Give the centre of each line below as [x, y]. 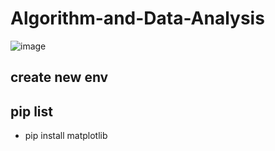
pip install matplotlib [66, 136]
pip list [31, 111]
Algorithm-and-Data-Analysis [137, 18]
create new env [59, 77]
